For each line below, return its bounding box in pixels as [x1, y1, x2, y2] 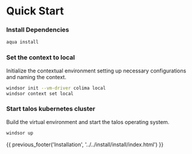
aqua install [6, 39, 39, 46]
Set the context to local [6, 53, 75, 62]
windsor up [6, 130, 34, 136]
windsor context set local [6, 90, 74, 96]
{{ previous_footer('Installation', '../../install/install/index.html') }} [6, 141, 164, 148]
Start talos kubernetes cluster [6, 105, 95, 113]
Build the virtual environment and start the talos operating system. [6, 118, 170, 125]
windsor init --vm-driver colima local [6, 85, 106, 91]
